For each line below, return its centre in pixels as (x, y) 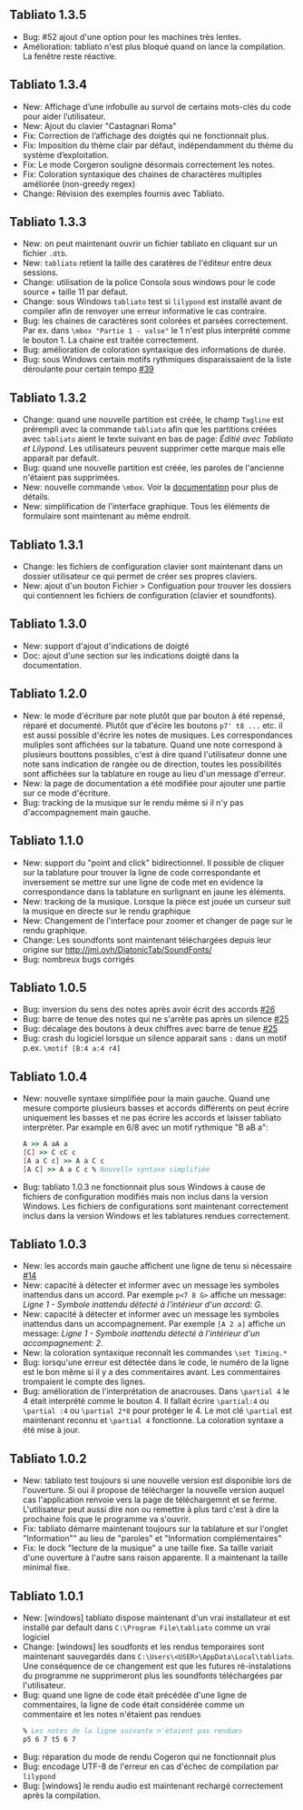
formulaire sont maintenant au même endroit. (107, 516)
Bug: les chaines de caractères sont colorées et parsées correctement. (155, 321)
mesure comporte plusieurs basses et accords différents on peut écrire (156, 1108)
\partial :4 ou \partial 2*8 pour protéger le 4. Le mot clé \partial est (157, 1410)
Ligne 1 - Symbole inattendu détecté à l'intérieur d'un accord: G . (142, 1305)
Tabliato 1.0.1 (46, 1596)
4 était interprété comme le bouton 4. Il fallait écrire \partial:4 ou (146, 1401)
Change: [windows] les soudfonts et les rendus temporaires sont (143, 1647)
